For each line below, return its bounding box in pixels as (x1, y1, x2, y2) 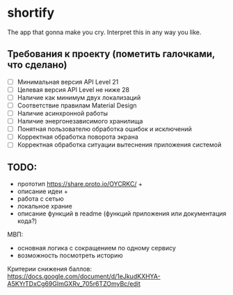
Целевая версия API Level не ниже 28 (17, 85, 130, 93)
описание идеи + (17, 187, 68, 196)
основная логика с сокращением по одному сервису (17, 244, 176, 252)
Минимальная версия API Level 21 (17, 77, 119, 86)
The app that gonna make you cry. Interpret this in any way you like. (7, 28, 202, 36)
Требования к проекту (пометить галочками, (7, 48, 216, 60)
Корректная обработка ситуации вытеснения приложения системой (17, 141, 222, 149)
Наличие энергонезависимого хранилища (17, 117, 143, 126)
